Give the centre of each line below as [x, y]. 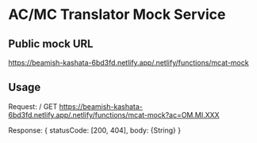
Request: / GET [33, 106]
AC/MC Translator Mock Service [117, 15]
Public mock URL [51, 44]
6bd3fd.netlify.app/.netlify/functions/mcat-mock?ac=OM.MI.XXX [114, 115]
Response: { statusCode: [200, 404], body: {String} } [94, 130]
